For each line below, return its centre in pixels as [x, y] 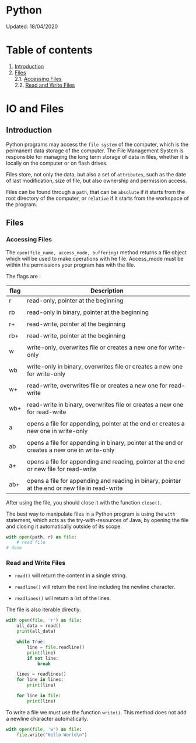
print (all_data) [36, 631]
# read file [31, 543]
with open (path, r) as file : [41, 537]
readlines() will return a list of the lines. [63, 598]
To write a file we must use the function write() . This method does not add [96, 712]
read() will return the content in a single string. [71, 575]
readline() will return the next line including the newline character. [95, 587]
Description [107, 291]
